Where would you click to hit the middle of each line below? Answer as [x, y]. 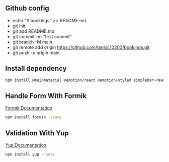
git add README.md [33, 31]
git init [19, 26]
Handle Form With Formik [46, 96]
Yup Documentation [26, 145]
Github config [27, 8]
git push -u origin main [36, 52]
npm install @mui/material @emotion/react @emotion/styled [68, 80]
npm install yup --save [30, 154]
